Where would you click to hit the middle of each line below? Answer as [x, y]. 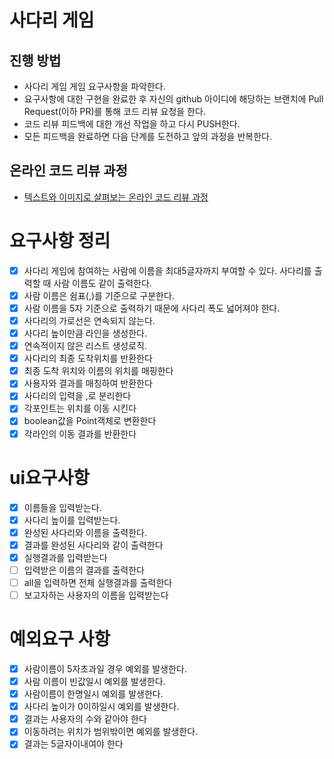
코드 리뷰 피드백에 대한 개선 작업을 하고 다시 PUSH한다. [132, 124]
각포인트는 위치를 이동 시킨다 [80, 408]
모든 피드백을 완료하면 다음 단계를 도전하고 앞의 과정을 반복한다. [147, 136]
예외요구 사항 [60, 639]
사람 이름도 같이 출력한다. [102, 283]
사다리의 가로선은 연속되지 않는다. [89, 320]
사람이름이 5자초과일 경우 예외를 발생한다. [105, 668]
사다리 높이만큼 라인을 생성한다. [85, 333]
